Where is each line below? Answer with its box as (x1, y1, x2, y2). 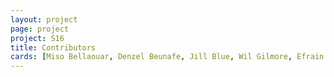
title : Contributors (10, 42, 97, 53)
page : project (10, 24, 70, 34)
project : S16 (10, 33, 65, 43)
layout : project (10, 14, 78, 25)
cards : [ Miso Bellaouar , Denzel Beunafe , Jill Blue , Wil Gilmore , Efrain (10, 52, 325, 62)
